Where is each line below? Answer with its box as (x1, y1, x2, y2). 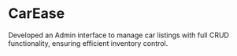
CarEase (8, 5, 65, 23)
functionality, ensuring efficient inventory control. (8, 38, 168, 47)
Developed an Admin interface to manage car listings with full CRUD (8, 30, 230, 40)
